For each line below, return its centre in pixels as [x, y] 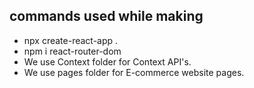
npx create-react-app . [71, 40]
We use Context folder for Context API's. [107, 61]
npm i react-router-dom [72, 51]
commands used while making [106, 16]
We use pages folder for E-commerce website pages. [134, 72]
